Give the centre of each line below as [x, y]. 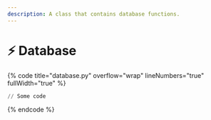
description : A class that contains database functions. [94, 14]
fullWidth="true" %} [37, 83]
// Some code [27, 96]
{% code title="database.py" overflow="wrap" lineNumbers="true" [106, 75]
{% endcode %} [31, 110]
